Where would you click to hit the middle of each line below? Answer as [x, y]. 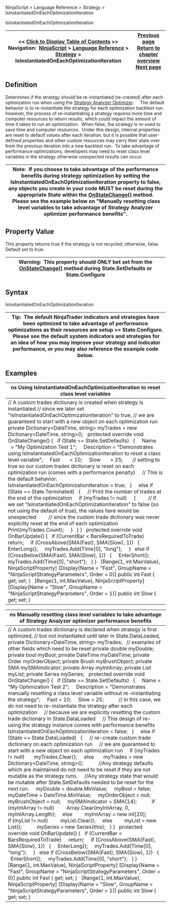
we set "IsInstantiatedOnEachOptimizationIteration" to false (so [83, 504]
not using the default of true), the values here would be [74, 511]
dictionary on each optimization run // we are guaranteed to [82, 744]
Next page [148, 67]
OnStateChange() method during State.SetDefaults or [85, 268]
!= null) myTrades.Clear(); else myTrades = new [76, 757]
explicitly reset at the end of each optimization [63, 523]
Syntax [17, 292]
